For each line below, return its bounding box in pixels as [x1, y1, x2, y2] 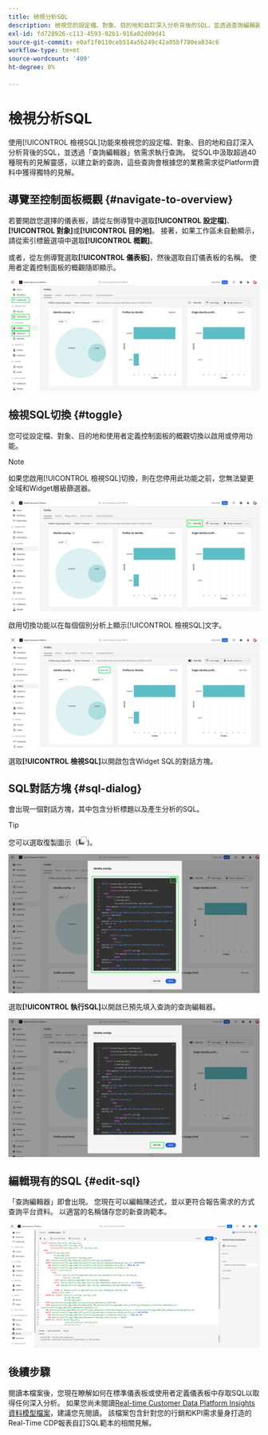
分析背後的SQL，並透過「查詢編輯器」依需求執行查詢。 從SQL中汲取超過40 [8, 147, 257, 157]
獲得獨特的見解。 [22, 167, 78, 177]
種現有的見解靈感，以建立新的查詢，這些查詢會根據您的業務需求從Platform [8, 157, 253, 167]
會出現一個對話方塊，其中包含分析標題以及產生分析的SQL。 [8, 804, 204, 814]
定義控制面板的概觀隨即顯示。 [22, 262, 120, 272]
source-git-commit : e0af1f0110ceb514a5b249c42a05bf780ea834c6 [8, 38, 219, 46]
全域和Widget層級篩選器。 [8, 483, 96, 493]
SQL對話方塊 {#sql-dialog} [8, 782, 142, 796]
